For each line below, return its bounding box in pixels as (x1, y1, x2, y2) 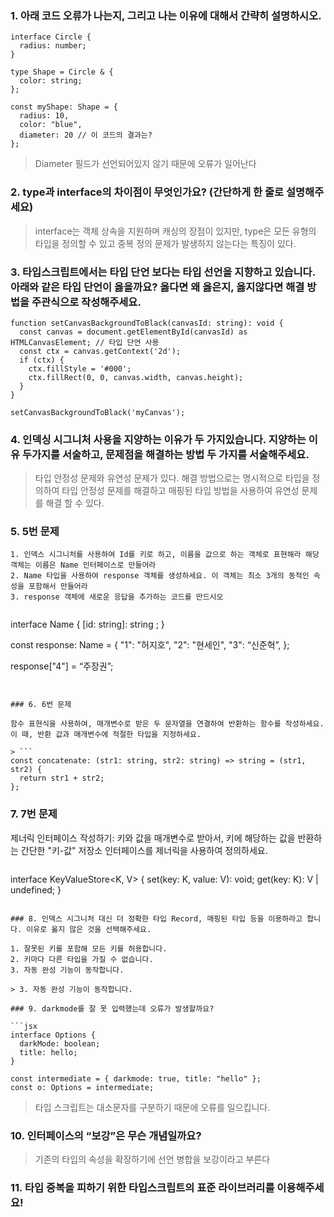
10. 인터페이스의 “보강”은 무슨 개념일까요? (10, 1128, 202, 1142)
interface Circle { (10, 32, 92, 42)
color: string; (19, 76, 83, 86)
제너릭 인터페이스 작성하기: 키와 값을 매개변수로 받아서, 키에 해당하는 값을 (10, 832, 296, 844)
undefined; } (10, 883, 62, 896)
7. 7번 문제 (10, 807, 58, 821)
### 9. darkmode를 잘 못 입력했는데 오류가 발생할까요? (10, 1003, 215, 1014)
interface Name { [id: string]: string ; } (10, 618, 165, 631)
